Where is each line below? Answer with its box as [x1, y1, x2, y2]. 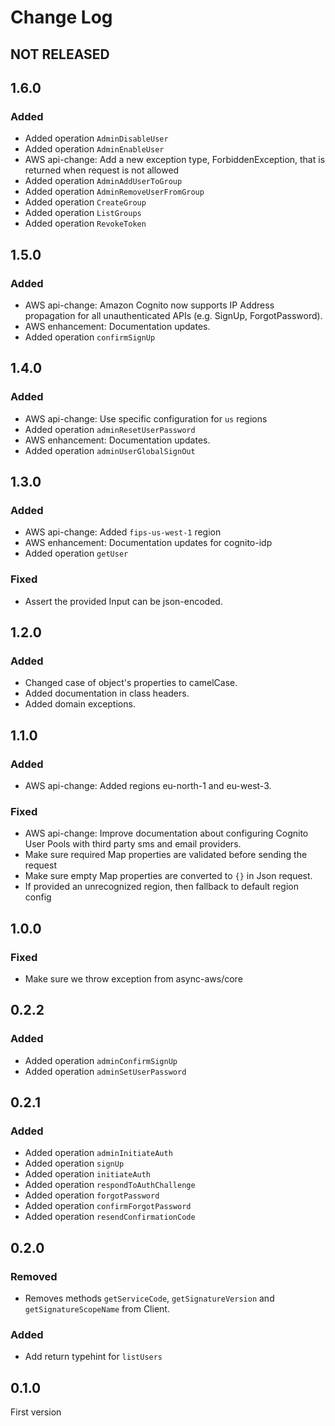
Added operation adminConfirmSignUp [24, 1054, 178, 1066]
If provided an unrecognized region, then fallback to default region [24, 881, 299, 893]
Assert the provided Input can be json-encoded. [24, 595, 223, 607]
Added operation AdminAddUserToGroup [24, 175, 183, 187]
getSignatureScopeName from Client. [24, 1303, 170, 1315]
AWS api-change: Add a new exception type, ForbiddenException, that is [24, 154, 326, 166]
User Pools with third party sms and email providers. [24, 838, 242, 850]
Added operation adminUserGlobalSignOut [24, 444, 196, 456]
